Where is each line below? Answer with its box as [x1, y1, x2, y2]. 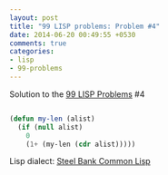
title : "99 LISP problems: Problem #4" [9, 22, 161, 31]
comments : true [9, 38, 67, 48]
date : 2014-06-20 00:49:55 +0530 [9, 30, 136, 39]
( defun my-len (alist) [9, 114, 95, 123]
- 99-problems [9, 64, 64, 73]
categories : [9, 47, 54, 56]
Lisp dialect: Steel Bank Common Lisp [9, 156, 152, 167]
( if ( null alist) [17, 122, 84, 131]
